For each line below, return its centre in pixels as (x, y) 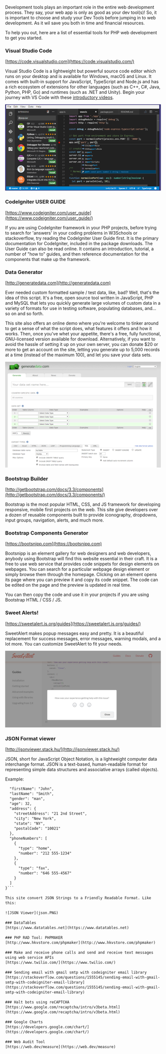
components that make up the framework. (48, 259)
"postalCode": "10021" (37, 828)
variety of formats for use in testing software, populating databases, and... (81, 308)
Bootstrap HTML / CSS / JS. (34, 600)
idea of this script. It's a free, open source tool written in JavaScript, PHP (79, 298)
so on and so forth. (24, 314)
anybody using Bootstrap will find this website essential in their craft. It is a (81, 559)
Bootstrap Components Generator (47, 533)
